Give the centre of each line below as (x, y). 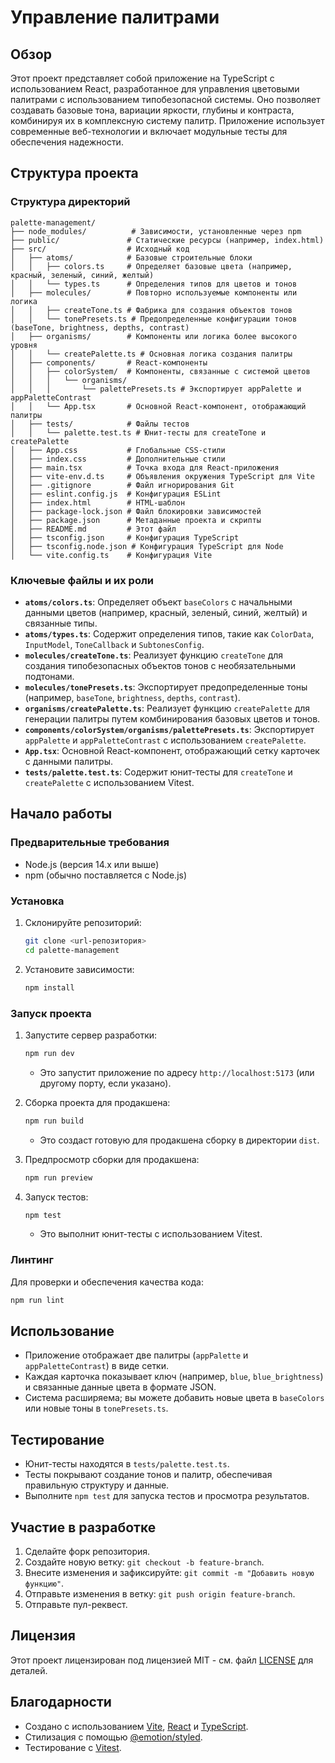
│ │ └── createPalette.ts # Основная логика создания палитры (151, 354)
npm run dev (49, 1053)
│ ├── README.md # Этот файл (93, 529)
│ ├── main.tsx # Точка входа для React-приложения (145, 467)
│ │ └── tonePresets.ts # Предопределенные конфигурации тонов (154, 319)
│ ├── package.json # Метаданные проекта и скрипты (136, 520)
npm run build (54, 1121)
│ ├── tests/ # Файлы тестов (100, 424)
